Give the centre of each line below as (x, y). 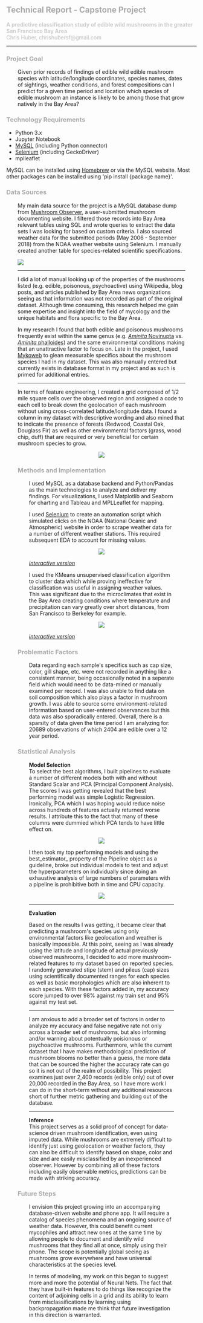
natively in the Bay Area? (49, 104)
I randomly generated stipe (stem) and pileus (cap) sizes (99, 969)
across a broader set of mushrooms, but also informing (98, 1032)
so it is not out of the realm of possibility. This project (95, 1070)
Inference (42, 1120)
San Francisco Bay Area (37, 31)
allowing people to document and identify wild (86, 1238)
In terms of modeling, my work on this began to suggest (99, 1276)
